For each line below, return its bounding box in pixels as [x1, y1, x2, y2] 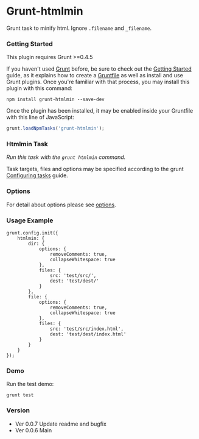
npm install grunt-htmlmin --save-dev [6, 96, 105, 103]
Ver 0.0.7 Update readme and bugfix [15, 420, 106, 427]
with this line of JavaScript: [6, 114, 75, 121]
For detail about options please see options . [6, 201, 117, 208]
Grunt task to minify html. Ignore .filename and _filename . [6, 24, 152, 32]
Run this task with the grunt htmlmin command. [6, 153, 126, 161]
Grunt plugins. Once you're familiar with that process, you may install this [6, 78, 190, 86]
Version [6, 406, 30, 415]
